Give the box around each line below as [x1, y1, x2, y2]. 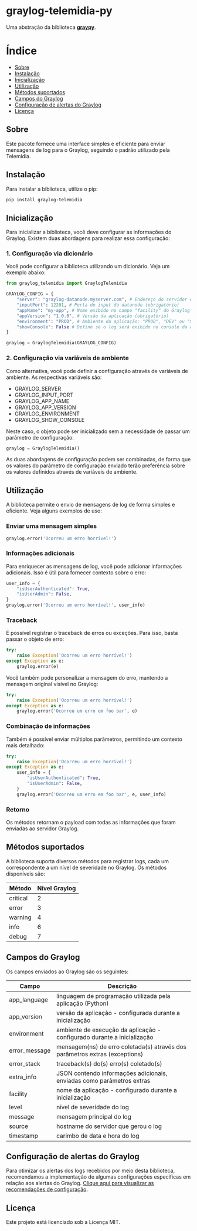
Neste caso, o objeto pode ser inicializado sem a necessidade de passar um [6, 428, 191, 435]
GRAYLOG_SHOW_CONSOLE [14, 416, 85, 423]
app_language [9, 996, 49, 1004]
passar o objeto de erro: [6, 636, 64, 643]
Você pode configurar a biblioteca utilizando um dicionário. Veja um [6, 263, 170, 270]
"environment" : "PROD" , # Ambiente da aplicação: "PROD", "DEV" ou [16, 318, 185, 324]
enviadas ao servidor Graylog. [6, 825, 79, 832]
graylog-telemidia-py [6, 4, 113, 18]
